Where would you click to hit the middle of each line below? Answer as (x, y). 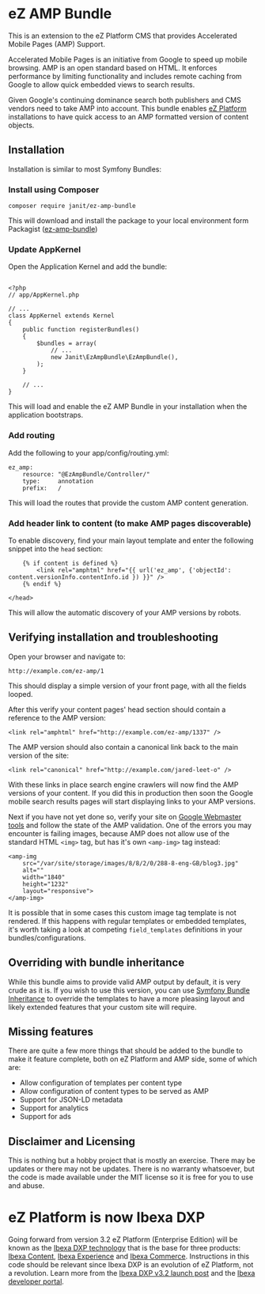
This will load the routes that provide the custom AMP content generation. (129, 502)
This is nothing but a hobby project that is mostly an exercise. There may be (132, 1160)
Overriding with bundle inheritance (96, 963)
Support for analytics (54, 1108)
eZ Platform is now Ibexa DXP (107, 1218)
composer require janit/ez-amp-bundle (72, 206)
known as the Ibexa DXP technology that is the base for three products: (125, 1248)
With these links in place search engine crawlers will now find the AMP (123, 785)
